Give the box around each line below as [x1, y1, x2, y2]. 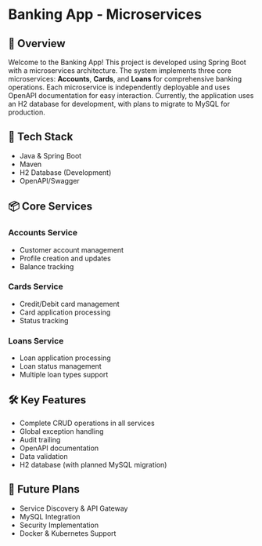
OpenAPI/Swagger [19, 176, 80, 185]
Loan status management [19, 362, 102, 371]
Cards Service [8, 281, 64, 292]
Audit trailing [19, 435, 61, 444]
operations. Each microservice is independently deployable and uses [8, 82, 231, 92]
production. [8, 107, 45, 117]
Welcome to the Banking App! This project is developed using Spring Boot [8, 57, 246, 67]
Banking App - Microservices [8, 5, 202, 24]
